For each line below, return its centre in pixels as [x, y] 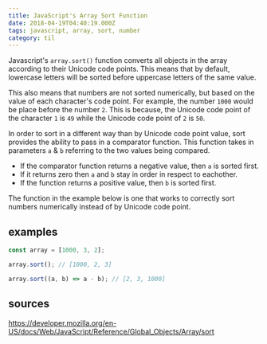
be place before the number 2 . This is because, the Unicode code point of [130, 110]
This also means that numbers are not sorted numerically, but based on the [132, 93]
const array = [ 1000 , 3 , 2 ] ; [57, 250]
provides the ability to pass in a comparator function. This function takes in [131, 142]
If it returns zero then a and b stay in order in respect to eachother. [128, 174]
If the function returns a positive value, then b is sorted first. [118, 183]
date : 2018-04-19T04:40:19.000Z [62, 23]
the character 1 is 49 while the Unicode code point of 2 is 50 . [107, 118]
